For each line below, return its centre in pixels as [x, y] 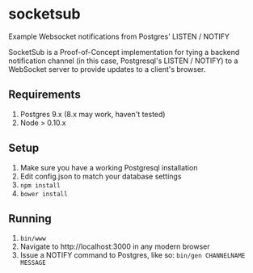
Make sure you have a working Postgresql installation [109, 167]
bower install [44, 194]
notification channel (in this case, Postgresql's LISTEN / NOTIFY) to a [123, 61]
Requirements [44, 95]
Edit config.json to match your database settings [101, 176]
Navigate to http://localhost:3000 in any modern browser [115, 246]
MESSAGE [33, 263]
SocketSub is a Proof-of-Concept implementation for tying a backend [124, 52]
